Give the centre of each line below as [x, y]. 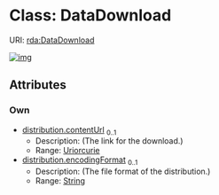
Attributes [38, 85]
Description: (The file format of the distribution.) [123, 172]
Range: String [60, 181]
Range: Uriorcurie [67, 151]
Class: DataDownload [90, 16]
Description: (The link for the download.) [109, 141]
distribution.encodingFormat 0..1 [80, 161]
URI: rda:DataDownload [52, 40]
